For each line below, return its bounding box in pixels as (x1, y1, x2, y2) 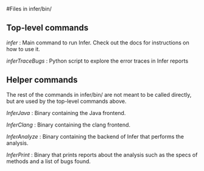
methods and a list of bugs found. (6, 158, 91, 165)
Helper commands (6, 75, 78, 85)
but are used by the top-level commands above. (6, 97, 127, 105)
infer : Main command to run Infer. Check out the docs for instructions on (6, 39, 190, 46)
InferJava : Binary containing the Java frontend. (6, 109, 126, 116)
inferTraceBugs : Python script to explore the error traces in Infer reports (6, 57, 189, 65)
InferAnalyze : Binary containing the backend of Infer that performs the (6, 133, 185, 140)
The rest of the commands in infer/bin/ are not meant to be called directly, (6, 91, 192, 98)
